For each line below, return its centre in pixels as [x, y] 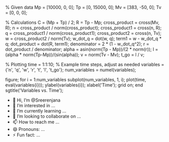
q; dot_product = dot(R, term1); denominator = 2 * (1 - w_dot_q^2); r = [77, 44]
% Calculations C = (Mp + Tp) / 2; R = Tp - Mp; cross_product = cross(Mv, [82, 22]
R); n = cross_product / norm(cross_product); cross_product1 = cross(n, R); [83, 28]
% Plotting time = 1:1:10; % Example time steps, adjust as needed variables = [85, 64]
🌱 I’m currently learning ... [39, 111]
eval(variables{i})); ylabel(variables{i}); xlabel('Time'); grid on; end [74, 85]
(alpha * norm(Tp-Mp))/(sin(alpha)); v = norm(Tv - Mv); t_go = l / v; [75, 55]
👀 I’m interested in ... [34, 105]
